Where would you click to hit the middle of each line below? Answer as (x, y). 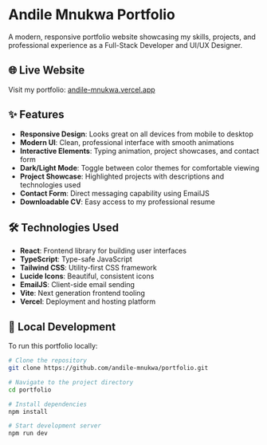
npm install (28, 412)
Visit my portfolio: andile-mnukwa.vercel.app (82, 89)
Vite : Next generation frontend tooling (82, 293)
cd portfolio (30, 390)
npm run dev (28, 433)
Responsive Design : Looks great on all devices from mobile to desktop (136, 134)
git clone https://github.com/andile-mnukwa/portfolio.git (108, 368)
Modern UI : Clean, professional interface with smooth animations (127, 142)
